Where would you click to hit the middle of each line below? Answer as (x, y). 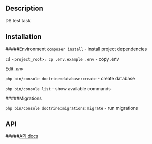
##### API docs (22, 136)
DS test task (18, 20)
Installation (23, 37)
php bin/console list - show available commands (58, 88)
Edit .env (14, 69)
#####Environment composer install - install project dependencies (76, 49)
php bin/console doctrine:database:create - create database (70, 78)
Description (24, 8)
